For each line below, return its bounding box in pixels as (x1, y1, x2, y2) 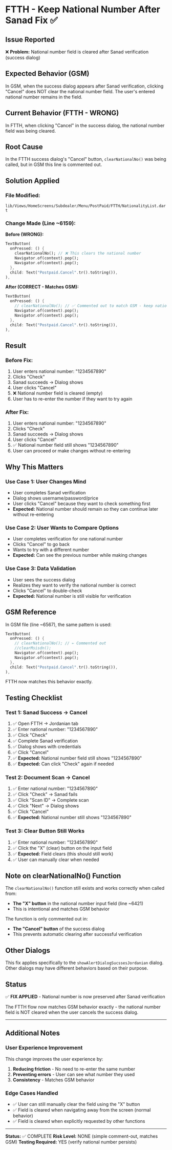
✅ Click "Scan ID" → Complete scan (12, 797, 89, 803)
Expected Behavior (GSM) (5, 69, 90, 78)
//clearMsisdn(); (14, 645, 52, 651)
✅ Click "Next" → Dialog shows (12, 803, 79, 809)
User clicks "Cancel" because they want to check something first (12, 500, 150, 507)
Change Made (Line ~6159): (5, 220, 76, 227)
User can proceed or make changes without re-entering (12, 448, 131, 454)
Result (5, 341, 27, 350)
